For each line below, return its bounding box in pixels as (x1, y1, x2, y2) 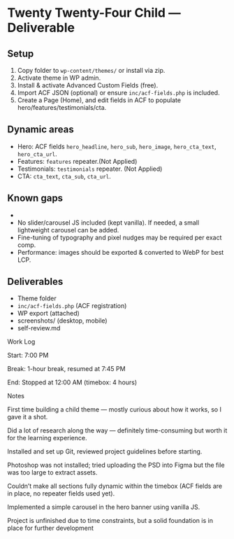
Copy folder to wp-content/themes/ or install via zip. (17, 66, 166, 74)
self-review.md (17, 324, 61, 332)
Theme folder (17, 294, 57, 302)
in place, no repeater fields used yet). (7, 489, 115, 498)
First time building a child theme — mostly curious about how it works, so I (7, 405, 222, 414)
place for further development (7, 524, 94, 533)
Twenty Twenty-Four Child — (7, 5, 181, 21)
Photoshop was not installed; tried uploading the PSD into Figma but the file (7, 461, 225, 470)
